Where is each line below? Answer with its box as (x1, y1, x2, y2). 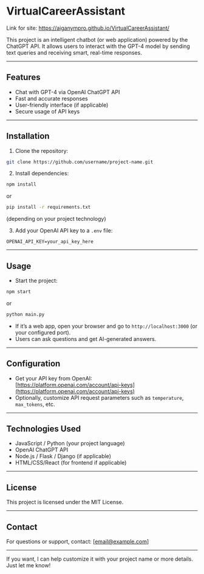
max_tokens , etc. (15, 400, 55, 408)
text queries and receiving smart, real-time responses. (6, 49, 143, 56)
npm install (6, 181, 36, 187)
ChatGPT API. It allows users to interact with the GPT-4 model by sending (6, 42, 190, 50)
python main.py (6, 311, 45, 317)
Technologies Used (6, 424, 81, 434)
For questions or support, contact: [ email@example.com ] (6, 538, 149, 545)
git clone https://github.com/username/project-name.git (6, 159, 154, 165)
